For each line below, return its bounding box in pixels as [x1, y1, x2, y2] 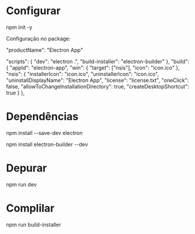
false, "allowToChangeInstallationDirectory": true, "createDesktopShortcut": [6, 83, 190, 90]
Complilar [6, 202, 55, 215]
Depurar [6, 162, 47, 175]
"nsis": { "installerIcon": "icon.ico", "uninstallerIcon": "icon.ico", [6, 70, 159, 77]
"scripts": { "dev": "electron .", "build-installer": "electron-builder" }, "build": [6, 58, 190, 65]
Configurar [6, 4, 61, 18]
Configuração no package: [6, 35, 71, 42]
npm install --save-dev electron [6, 129, 83, 136]
